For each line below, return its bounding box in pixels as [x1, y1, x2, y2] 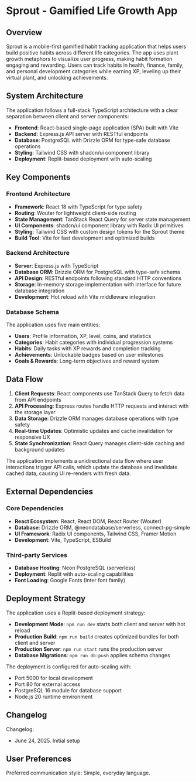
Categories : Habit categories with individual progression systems [14, 339, 173, 346]
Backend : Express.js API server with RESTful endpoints [14, 130, 149, 137]
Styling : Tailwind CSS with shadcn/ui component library [14, 149, 150, 156]
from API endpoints [14, 396, 61, 403]
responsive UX [14, 433, 51, 440]
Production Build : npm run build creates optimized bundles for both [14, 633, 180, 640]
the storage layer [14, 408, 56, 415]
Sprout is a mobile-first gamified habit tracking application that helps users [6, 43, 187, 50]
